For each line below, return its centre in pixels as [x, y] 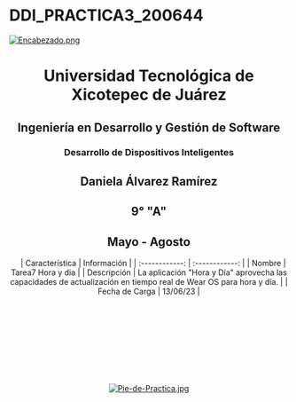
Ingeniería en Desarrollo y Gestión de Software [149, 127]
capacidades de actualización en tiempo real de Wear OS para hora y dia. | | [149, 282]
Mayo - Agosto [149, 242]
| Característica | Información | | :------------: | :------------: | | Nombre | [153, 264]
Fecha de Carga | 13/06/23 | [149, 292]
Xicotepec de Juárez [149, 95]
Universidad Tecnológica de [149, 76]
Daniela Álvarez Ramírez [149, 181]
